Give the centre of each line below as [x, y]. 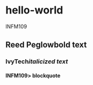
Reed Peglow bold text [46, 45]
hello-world [35, 10]
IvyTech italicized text [37, 62]
